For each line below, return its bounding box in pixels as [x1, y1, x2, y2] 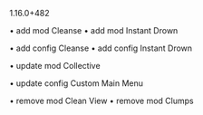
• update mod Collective [9, 61, 101, 71]
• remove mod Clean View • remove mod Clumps [9, 95, 194, 106]
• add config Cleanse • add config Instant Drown [9, 43, 193, 53]
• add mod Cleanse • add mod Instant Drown [9, 25, 179, 35]
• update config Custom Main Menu [9, 78, 143, 89]
